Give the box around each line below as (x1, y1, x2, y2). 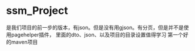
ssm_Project (6, 4, 69, 17)
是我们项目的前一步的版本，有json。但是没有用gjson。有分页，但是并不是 (6, 24, 184, 31)
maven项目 (11, 38, 38, 45)
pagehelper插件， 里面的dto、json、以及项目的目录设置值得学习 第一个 (11, 31, 184, 38)
